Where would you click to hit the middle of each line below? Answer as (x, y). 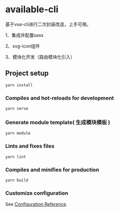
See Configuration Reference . (36, 204)
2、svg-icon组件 (23, 46)
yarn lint (16, 157)
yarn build (17, 180)
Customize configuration (37, 193)
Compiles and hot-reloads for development (60, 98)
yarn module (18, 133)
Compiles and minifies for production (52, 169)
